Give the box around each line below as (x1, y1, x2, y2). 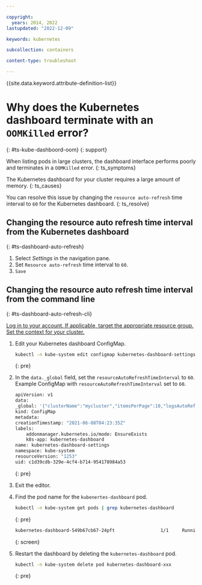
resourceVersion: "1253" (14, 453, 78, 460)
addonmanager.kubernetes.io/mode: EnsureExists (26, 431, 147, 437)
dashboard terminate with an (6, 114, 154, 127)
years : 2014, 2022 (11, 19, 58, 26)
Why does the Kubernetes (6, 100, 139, 114)
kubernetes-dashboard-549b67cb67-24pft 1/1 (14, 527, 169, 533)
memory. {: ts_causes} (6, 182, 62, 189)
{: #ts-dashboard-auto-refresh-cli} (6, 310, 93, 317)
